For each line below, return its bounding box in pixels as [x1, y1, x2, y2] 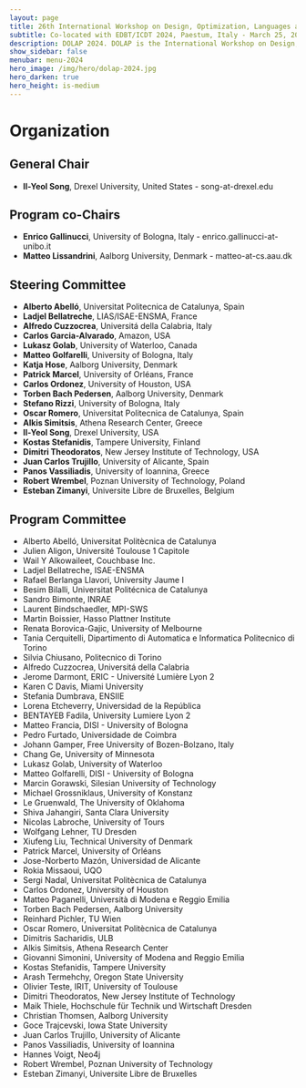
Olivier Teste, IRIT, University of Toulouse [22, 981, 178, 992]
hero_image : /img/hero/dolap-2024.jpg [9, 65, 157, 74]
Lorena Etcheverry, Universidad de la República [22, 701, 202, 712]
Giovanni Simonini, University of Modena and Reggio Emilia [22, 952, 245, 963]
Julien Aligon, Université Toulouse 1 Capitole [22, 546, 189, 557]
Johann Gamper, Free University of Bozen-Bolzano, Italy [22, 739, 235, 750]
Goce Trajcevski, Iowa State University [22, 1020, 168, 1031]
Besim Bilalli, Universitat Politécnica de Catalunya [22, 584, 208, 595]
